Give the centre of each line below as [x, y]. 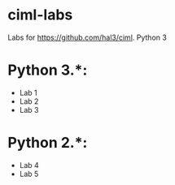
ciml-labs [40, 15]
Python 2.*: [48, 143]
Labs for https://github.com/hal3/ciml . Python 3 [87, 37]
